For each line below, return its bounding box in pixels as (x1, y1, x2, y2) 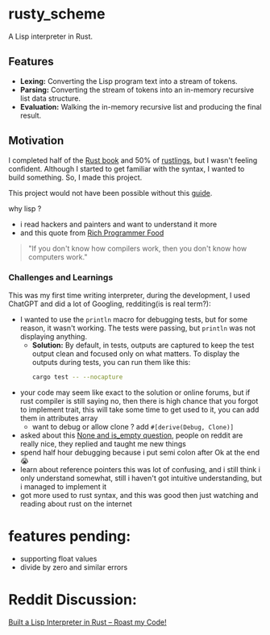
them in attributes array (19, 413, 98, 423)
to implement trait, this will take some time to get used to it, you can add (19, 405, 260, 414)
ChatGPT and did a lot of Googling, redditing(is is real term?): (8, 299, 211, 309)
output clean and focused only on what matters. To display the (31, 348, 240, 359)
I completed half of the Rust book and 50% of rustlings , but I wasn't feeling (8, 155, 258, 165)
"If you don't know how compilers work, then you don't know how (27, 243, 247, 253)
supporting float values (19, 554, 98, 563)
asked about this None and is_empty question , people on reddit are (19, 430, 243, 440)
